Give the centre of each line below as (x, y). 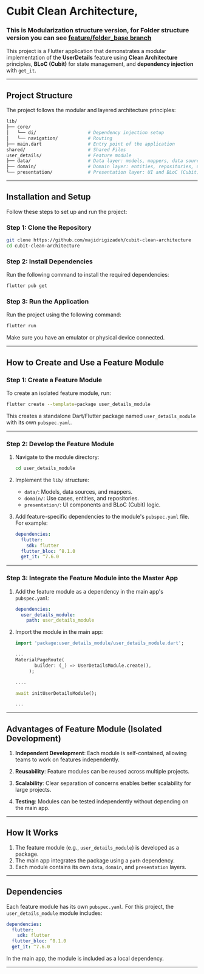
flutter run (21, 326)
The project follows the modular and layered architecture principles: (91, 110)
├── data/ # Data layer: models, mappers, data (95, 161)
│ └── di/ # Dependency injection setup (85, 133)
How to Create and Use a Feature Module (85, 362)
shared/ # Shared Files (66, 150)
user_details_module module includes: (54, 913)
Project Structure (39, 95)
